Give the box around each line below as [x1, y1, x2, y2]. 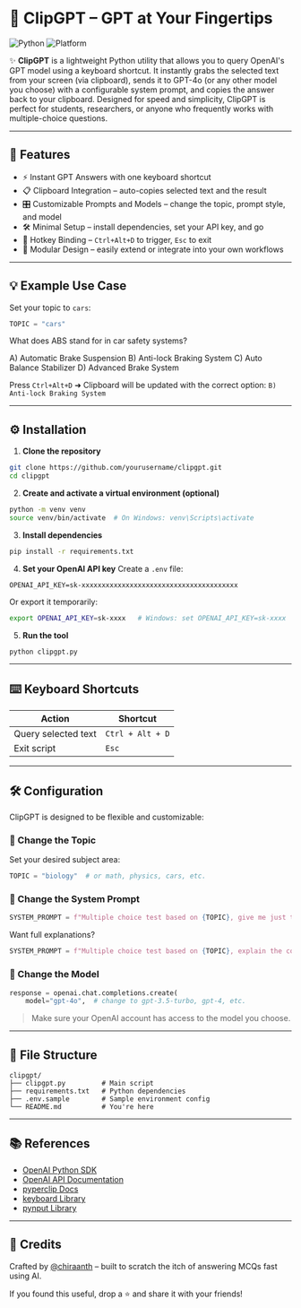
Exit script [13, 742, 56, 755]
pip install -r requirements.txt [9, 547, 134, 556]
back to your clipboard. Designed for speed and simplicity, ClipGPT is [9, 93, 266, 104]
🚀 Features [9, 147, 71, 162]
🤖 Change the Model [9, 968, 100, 981]
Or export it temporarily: [9, 596, 99, 607]
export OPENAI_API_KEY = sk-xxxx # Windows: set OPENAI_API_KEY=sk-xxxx [9, 613, 287, 622]
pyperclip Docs [21, 1183, 79, 1194]
